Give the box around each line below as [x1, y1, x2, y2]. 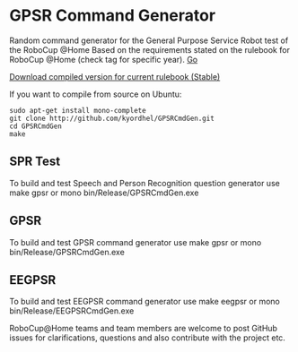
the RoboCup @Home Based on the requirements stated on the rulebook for [9, 44, 290, 55]
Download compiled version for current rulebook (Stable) [9, 71, 221, 82]
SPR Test [9, 154, 61, 169]
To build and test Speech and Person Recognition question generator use [9, 177, 280, 188]
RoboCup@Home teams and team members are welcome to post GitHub [9, 323, 278, 334]
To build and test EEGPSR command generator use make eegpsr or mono [9, 296, 281, 307]
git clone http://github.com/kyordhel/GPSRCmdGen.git [9, 114, 215, 123]
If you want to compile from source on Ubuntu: [9, 89, 182, 99]
